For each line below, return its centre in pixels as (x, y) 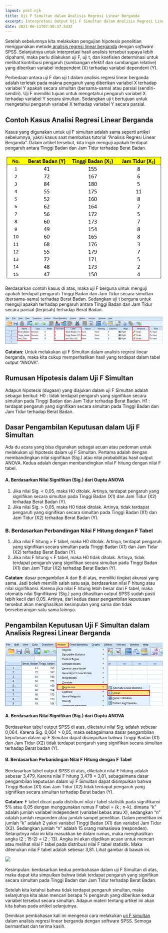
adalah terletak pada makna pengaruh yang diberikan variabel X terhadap (81, 83)
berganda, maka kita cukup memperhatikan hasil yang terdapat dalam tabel (83, 357)
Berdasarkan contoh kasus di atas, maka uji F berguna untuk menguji (76, 288)
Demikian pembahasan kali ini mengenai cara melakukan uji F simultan (78, 915)
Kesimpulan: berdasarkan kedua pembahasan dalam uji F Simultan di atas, (82, 870)
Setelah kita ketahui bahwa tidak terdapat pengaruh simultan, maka (74, 890)
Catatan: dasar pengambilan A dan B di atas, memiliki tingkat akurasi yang (82, 578)
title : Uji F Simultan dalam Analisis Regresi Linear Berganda (72, 16)
